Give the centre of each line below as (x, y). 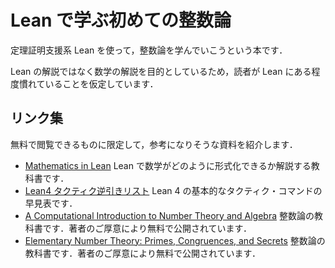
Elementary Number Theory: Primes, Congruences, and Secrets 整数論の (175, 240)
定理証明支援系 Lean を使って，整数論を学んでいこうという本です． (149, 50)
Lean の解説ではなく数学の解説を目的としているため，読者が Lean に (152, 71)
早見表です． (51, 203)
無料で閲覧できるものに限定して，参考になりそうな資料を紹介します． (154, 144)
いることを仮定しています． (101, 83)
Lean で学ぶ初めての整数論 (121, 20)
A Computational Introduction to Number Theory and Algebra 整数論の (169, 215)
